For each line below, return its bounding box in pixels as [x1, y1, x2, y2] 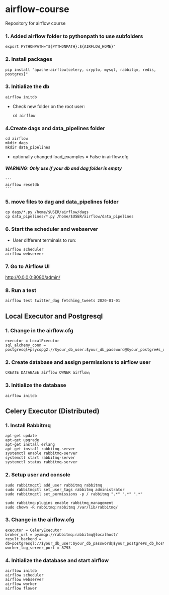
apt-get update [5, 433, 37, 438]
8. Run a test [5, 286, 37, 293]
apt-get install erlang [5, 442, 55, 447]
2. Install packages [5, 56, 53, 63]
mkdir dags [5, 141, 28, 146]
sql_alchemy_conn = [5, 343, 46, 348]
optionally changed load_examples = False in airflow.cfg [12, 154, 129, 160]
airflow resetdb [5, 182, 39, 187]
